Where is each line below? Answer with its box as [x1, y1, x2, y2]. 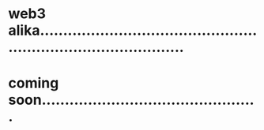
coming [8, 74, 59, 92]
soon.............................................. [8, 91, 255, 109]
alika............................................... [8, 21, 258, 39]
